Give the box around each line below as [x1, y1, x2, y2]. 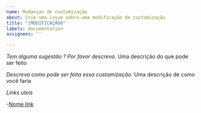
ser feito [6, 60, 27, 67]
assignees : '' [6, 31, 42, 37]
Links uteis [6, 89, 33, 96]
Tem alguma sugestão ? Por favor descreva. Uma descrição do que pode [6, 53, 188, 60]
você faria [6, 78, 31, 85]
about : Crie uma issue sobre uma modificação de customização [6, 14, 165, 20]
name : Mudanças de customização [6, 8, 87, 15]
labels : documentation [6, 25, 63, 32]
